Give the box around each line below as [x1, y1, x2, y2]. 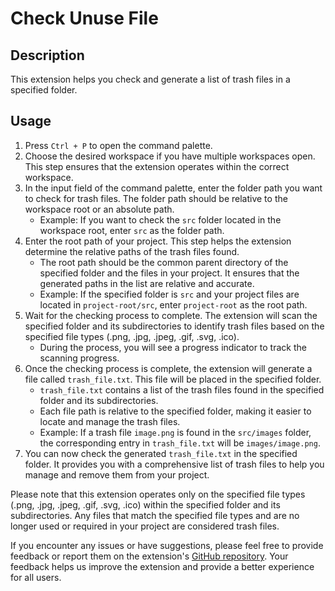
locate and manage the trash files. [39, 415, 181, 427]
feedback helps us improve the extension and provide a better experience [10, 560, 315, 572]
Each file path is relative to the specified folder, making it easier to [39, 405, 312, 417]
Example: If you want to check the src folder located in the [39, 213, 282, 226]
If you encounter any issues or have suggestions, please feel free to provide [10, 539, 324, 551]
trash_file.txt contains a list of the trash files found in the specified [39, 383, 325, 396]
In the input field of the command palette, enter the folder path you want [24, 182, 323, 194]
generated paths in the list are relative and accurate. [39, 277, 255, 289]
